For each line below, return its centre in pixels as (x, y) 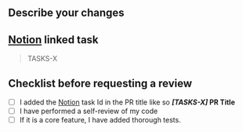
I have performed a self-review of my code (89, 111)
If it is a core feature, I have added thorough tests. (100, 120)
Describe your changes (66, 13)
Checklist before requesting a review (100, 83)
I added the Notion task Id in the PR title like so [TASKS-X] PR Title (127, 102)
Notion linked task (54, 40)
